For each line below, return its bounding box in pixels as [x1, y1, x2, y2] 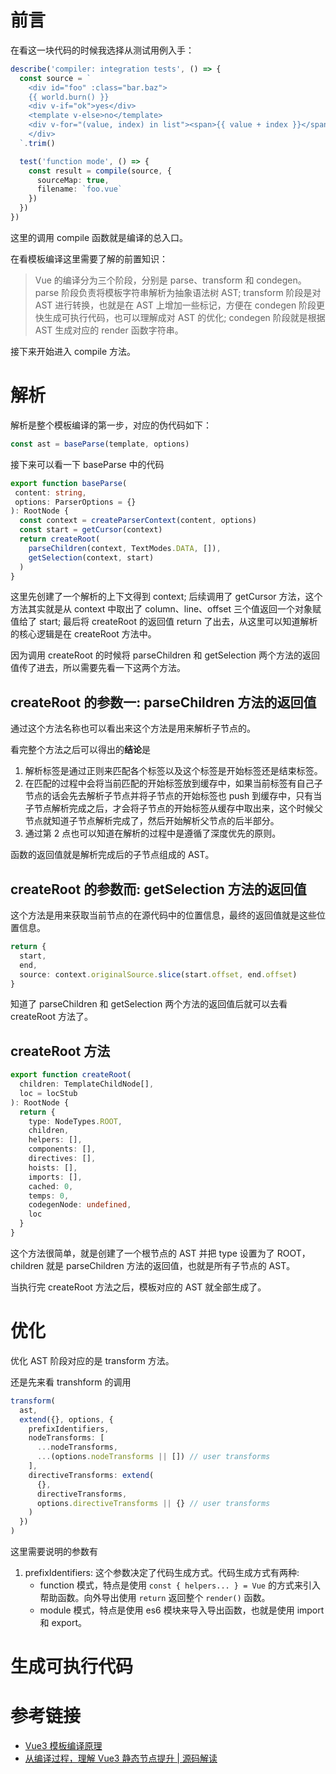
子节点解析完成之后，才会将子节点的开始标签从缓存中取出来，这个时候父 [24, 802, 323, 815]
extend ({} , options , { [19, 1414, 114, 1425]
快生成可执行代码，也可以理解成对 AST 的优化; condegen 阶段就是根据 [34, 311, 326, 323]
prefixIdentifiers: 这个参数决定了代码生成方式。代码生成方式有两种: [24, 1567, 300, 1578]
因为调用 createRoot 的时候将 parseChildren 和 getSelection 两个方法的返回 [10, 649, 320, 661]
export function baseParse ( [10, 478, 128, 488]
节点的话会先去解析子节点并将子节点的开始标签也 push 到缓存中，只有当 [24, 790, 323, 802]
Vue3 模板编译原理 [24, 1740, 103, 1752]
